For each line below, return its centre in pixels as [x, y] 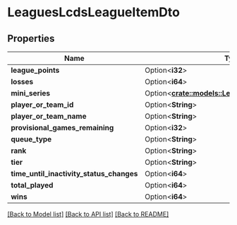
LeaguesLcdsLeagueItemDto [93, 12]
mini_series [31, 93]
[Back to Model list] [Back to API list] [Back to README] [88, 214]
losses [22, 82]
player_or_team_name [49, 116]
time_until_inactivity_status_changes [74, 174]
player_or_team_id [42, 105]
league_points [35, 70]
